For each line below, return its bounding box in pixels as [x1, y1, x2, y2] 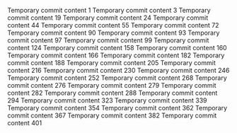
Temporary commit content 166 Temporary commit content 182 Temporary [7, 51, 225, 59]
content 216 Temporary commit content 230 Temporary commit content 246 [7, 66, 230, 74]
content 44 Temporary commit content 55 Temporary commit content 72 [7, 21, 219, 29]
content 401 [7, 119, 42, 127]
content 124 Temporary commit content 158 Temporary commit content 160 [7, 44, 228, 52]
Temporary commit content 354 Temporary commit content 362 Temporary [7, 104, 228, 112]
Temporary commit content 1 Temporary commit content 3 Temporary [7, 6, 211, 14]
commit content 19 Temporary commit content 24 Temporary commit [7, 13, 209, 22]
